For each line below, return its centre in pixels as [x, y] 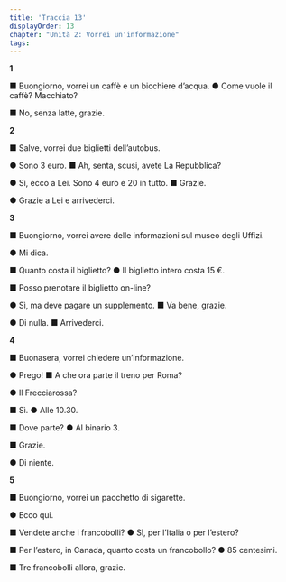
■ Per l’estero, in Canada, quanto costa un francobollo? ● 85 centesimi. [143, 550]
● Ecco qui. [32, 515]
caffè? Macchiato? [44, 96]
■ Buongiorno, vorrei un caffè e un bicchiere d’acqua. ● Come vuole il [141, 86]
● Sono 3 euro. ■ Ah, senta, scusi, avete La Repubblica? [115, 166]
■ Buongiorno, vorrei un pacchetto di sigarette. [97, 498]
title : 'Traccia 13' [48, 18]
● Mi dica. [29, 253]
